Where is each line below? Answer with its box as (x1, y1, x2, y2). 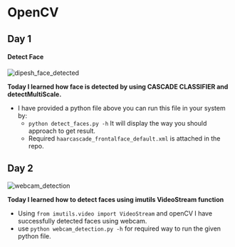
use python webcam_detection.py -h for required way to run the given (17, 224, 221, 233)
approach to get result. (28, 126, 96, 135)
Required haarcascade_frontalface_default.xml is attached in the (28, 133, 221, 143)
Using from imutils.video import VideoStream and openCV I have (17, 208, 212, 218)
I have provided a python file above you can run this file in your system (17, 104, 226, 112)
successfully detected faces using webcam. (17, 216, 147, 225)
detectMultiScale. (7, 90, 62, 99)
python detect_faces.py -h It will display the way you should (28, 119, 207, 127)
